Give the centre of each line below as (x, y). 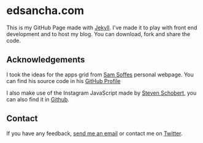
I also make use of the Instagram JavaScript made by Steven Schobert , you (101, 93)
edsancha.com (45, 11)
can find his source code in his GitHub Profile (63, 81)
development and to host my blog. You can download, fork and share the (98, 34)
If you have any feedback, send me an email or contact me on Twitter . (94, 133)
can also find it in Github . (38, 99)
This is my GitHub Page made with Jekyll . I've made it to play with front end (102, 28)
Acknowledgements (46, 60)
